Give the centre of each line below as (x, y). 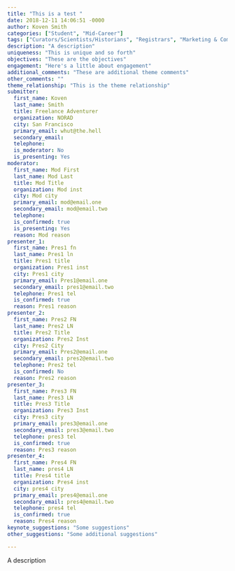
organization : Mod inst (48, 190)
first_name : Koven (41, 99)
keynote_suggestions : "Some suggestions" (69, 528)
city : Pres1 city (39, 274)
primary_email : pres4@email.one (61, 495)
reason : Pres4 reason (45, 521)
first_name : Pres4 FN (45, 463)
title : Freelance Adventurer (56, 111)
